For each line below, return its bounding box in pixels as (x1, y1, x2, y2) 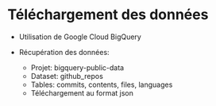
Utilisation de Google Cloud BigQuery (18, 32, 142, 41)
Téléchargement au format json (30, 88, 134, 97)
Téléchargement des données (7, 6, 209, 24)
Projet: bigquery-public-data (30, 62, 125, 73)
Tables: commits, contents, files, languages (30, 80, 173, 89)
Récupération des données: (18, 47, 110, 57)
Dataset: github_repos (30, 71, 104, 80)
